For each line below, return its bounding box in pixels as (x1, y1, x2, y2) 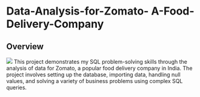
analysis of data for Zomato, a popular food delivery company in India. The (6, 65, 193, 72)
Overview (6, 41, 44, 52)
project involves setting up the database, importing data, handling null (6, 71, 181, 78)
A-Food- (151, 4, 195, 18)
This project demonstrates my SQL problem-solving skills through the (13, 58, 188, 65)
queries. (6, 84, 27, 91)
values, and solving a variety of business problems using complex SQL (6, 78, 183, 84)
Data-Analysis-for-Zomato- (6, 4, 149, 18)
